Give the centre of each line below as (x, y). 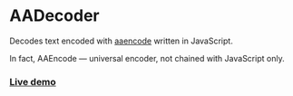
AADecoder (54, 16)
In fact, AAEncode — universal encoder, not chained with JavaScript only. (147, 58)
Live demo (33, 82)
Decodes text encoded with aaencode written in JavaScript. (121, 41)
